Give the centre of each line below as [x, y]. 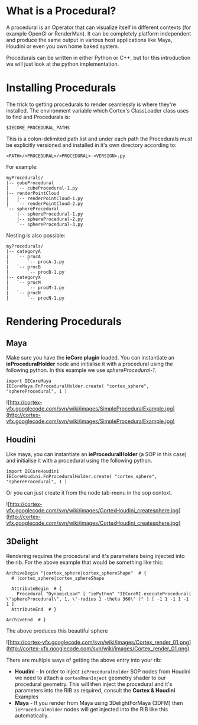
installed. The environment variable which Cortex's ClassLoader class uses [98, 110]
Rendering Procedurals [64, 322]
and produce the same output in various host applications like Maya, [89, 40]
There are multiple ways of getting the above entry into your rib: [84, 660]
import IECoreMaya [29, 381]
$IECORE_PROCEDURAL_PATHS [38, 128]
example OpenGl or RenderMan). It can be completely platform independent [99, 33]
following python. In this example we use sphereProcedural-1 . [81, 370]
